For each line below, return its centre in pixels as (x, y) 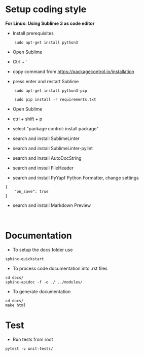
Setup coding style (46, 9)
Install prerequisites (33, 33)
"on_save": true (32, 191)
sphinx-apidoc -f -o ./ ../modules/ (44, 282)
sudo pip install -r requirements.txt (55, 99)
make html (16, 305)
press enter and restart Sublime (46, 81)
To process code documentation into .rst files (60, 268)
